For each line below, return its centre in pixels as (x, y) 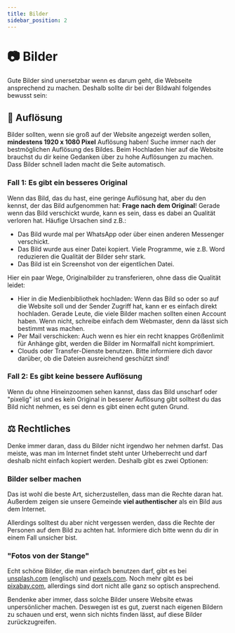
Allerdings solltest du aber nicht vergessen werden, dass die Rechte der (111, 522)
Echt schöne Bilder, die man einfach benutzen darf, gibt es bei (97, 571)
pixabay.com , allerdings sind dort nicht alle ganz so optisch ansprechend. (114, 586)
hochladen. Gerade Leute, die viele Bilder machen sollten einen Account (122, 313)
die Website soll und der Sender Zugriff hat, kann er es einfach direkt (117, 306)
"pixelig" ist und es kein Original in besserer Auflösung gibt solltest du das (114, 399)
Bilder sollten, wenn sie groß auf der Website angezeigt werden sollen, (109, 135)
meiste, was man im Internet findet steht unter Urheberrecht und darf (107, 453)
